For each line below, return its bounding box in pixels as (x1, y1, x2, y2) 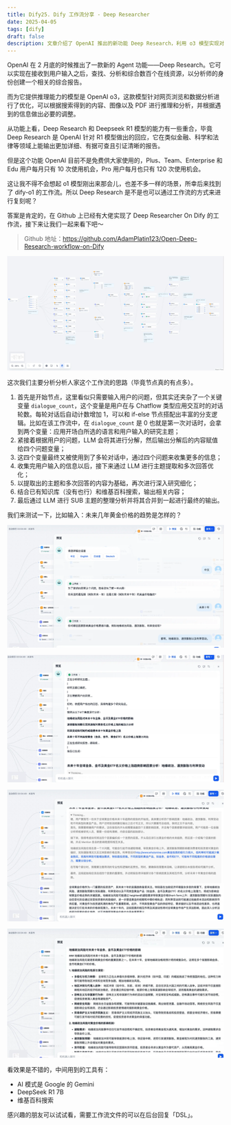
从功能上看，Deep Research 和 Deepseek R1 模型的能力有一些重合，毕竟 (7, 125, 213, 133)
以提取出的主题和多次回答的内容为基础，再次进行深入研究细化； (16, 479, 198, 487)
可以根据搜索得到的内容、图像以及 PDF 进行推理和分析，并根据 (36, 101, 215, 109)
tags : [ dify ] (7, 25, 45, 32)
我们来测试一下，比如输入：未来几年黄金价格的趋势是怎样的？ (7, 511, 182, 519)
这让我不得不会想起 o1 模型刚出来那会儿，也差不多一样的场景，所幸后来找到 (7, 180, 221, 188)
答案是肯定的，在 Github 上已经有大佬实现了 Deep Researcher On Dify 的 (7, 211, 213, 220)
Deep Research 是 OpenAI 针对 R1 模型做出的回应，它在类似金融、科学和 (7, 133, 213, 141)
